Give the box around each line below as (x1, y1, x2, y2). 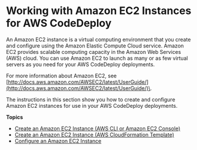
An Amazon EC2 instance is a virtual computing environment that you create (6, 36, 191, 43)
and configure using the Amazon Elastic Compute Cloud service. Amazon (6, 42, 184, 49)
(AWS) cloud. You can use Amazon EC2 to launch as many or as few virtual (6, 54, 188, 62)
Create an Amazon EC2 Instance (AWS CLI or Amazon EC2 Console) (14, 125, 181, 132)
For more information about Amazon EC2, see (6, 72, 117, 79)
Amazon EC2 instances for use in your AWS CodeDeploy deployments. (6, 102, 178, 109)
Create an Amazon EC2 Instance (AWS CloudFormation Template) (14, 131, 175, 138)
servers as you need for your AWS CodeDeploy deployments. (6, 60, 155, 68)
